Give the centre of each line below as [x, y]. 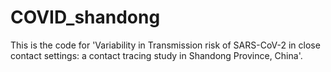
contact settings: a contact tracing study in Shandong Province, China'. [156, 55]
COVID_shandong [85, 17]
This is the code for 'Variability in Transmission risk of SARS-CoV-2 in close [165, 45]
